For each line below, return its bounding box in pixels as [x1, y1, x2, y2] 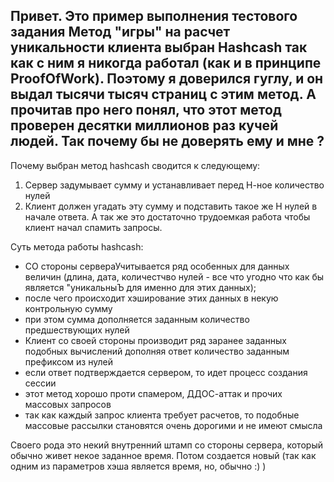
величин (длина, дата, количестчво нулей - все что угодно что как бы [24, 270, 325, 283]
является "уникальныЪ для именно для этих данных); [24, 281, 257, 293]
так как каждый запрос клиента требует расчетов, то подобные [24, 409, 300, 421]
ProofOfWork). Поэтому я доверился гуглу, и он [10, 70, 324, 88]
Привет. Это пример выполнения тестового [10, 8, 298, 25]
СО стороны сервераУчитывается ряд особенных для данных [24, 260, 290, 272]
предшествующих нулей [24, 324, 130, 336]
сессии [24, 377, 57, 389]
